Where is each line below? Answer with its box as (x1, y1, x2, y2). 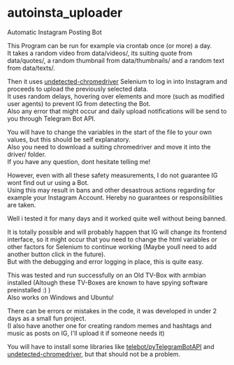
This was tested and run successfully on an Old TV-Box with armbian (7, 271, 206, 279)
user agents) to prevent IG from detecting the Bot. (7, 99, 151, 107)
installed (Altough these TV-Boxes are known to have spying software (7, 278, 208, 287)
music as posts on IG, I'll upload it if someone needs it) (7, 329, 166, 337)
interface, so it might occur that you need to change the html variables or (7, 235, 218, 244)
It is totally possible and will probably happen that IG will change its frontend (7, 228, 227, 236)
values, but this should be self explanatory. (7, 135, 131, 144)
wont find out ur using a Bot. (7, 178, 89, 186)
